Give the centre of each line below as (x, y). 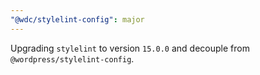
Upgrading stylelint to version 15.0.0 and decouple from (130, 48)
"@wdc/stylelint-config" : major (77, 19)
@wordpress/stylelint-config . (72, 58)
